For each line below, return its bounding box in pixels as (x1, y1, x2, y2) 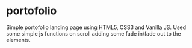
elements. (6, 36, 31, 43)
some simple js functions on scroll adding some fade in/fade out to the (6, 30, 181, 37)
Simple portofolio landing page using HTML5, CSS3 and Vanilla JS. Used (6, 24, 187, 31)
